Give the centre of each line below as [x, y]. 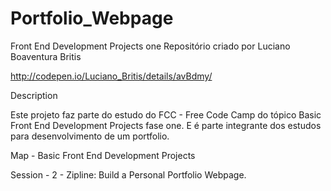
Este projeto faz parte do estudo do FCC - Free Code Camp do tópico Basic [166, 114]
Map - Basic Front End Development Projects [103, 155]
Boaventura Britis [46, 56]
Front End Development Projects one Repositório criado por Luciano [150, 46]
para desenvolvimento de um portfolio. [90, 136]
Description [34, 95]
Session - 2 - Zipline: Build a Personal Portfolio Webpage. [128, 174]
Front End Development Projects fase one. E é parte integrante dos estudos [166, 125]
